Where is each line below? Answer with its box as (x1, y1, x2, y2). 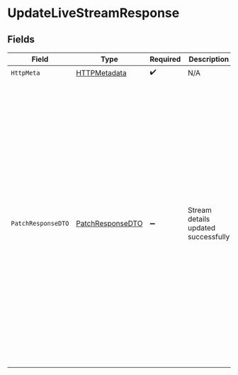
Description (188, 55, 229, 64)
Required (149, 55, 181, 64)
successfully (187, 232, 230, 241)
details (187, 214, 210, 224)
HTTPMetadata (75, 67, 127, 77)
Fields (7, 33, 35, 45)
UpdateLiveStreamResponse (7, 5, 180, 21)
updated (187, 223, 216, 232)
